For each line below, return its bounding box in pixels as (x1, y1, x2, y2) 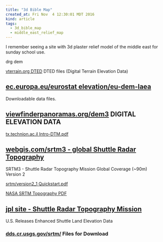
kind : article (5, 16, 35, 21)
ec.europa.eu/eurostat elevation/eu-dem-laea (5, 83, 152, 91)
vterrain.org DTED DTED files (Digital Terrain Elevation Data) (5, 68, 128, 74)
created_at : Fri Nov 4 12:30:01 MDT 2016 (5, 12, 95, 17)
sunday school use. (5, 49, 46, 55)
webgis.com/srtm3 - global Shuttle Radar (5, 145, 136, 154)
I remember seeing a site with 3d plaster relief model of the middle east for (5, 44, 158, 49)
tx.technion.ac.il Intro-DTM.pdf (5, 131, 69, 137)
